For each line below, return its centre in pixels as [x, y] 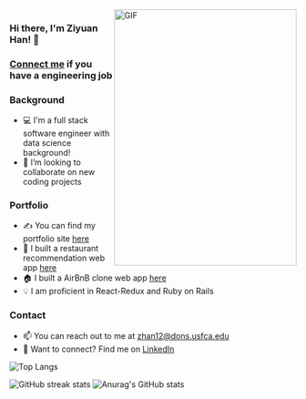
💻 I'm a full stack [55, 120]
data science [47, 143]
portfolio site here [56, 239]
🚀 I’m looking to [52, 162]
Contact [28, 315]
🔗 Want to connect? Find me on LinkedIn [98, 349]
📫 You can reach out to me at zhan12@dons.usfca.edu [126, 335]
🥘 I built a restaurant [61, 249]
